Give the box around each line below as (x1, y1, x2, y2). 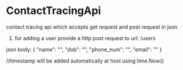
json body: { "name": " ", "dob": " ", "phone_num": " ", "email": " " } (6, 45, 162, 53)
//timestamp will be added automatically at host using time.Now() (6, 57, 164, 64)
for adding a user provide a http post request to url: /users (14, 34, 156, 41)
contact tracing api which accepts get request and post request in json (6, 23, 178, 30)
